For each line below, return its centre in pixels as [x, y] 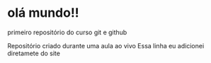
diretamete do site [34, 53]
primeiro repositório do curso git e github [67, 32]
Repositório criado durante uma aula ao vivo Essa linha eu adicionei [106, 45]
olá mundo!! [43, 13]
